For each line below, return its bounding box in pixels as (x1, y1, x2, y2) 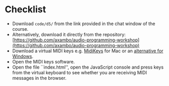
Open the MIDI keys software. (12, 58, 75, 64)
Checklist (5, 4, 46, 15)
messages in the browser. (12, 75, 67, 81)
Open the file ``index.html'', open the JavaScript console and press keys (12, 64, 164, 70)
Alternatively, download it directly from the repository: (12, 31, 126, 37)
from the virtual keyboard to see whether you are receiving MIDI (12, 69, 147, 75)
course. (12, 26, 29, 32)
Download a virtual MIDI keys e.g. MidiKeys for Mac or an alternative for (12, 48, 164, 54)
